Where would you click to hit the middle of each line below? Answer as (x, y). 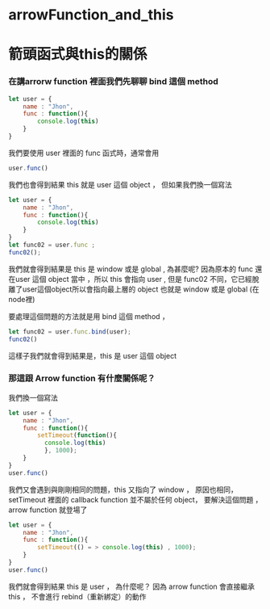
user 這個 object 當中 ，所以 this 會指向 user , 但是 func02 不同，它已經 (133, 279)
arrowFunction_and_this (91, 15)
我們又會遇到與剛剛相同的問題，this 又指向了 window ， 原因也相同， (123, 489)
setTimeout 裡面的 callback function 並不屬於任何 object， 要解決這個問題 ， (135, 499)
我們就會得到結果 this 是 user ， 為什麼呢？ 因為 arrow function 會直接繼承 (132, 586)
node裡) (22, 299)
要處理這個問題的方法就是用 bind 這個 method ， (89, 316)
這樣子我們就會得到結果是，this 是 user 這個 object (93, 355)
